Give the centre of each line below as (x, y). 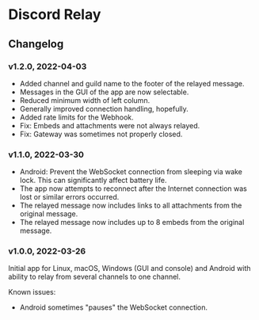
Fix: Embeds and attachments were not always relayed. (110, 125)
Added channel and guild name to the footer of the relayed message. (132, 83)
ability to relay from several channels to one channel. (94, 277)
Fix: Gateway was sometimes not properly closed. (101, 134)
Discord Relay (55, 15)
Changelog (36, 44)
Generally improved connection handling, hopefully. (104, 109)
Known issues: (32, 292)
